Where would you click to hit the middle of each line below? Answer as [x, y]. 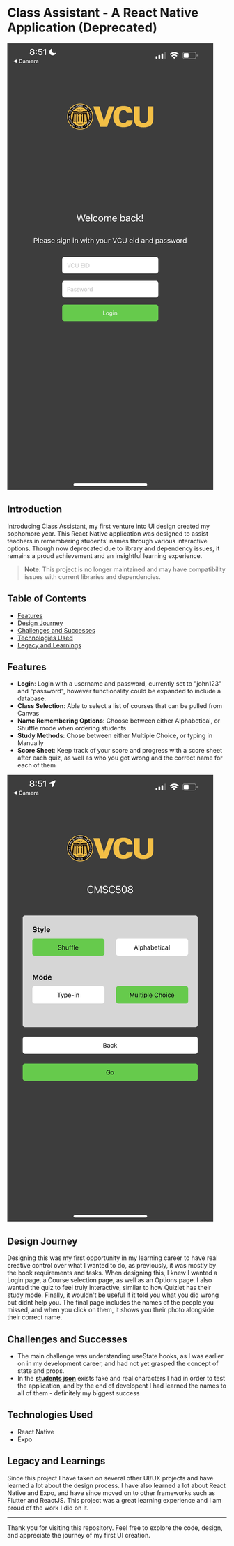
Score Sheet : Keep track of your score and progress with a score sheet [120, 751]
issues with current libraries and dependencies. [93, 576]
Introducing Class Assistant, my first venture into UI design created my [109, 526]
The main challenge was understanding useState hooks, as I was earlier [120, 1356]
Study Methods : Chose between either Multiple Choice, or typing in [115, 736]
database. [32, 698]
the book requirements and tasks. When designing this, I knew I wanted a [112, 1273]
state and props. [41, 1371]
